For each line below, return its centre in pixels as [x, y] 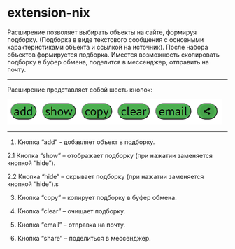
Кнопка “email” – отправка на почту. [71, 225]
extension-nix [49, 13]
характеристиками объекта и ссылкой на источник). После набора [108, 47]
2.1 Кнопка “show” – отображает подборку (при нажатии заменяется [110, 155]
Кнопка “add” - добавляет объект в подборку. [86, 142]
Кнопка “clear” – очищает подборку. [71, 211]
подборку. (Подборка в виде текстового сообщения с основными [106, 39]
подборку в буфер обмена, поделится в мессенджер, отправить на [108, 62]
